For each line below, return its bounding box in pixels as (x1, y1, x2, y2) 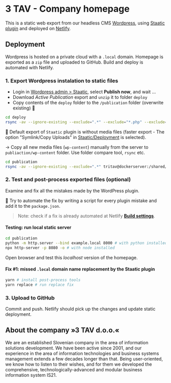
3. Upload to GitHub (5, 294, 55, 301)
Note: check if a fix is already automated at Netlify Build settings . (17, 212, 155, 219)
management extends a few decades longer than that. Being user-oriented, (5, 355, 163, 362)
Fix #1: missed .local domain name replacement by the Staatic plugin (5, 266, 155, 272)
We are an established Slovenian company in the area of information (5, 339, 149, 345)
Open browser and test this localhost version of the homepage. (5, 254, 138, 260)
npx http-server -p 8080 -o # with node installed (5, 245, 115, 250)
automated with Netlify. (5, 64, 54, 70)
